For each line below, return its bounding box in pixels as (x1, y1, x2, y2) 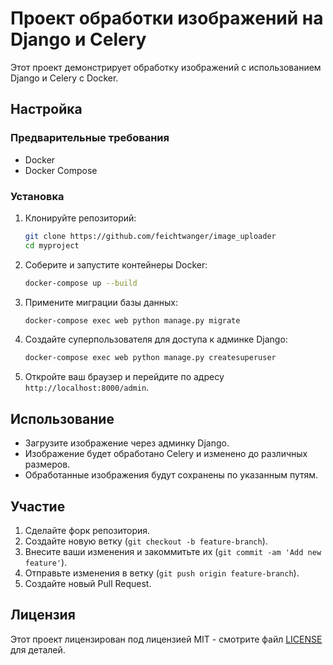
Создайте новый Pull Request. (24, 577, 152, 589)
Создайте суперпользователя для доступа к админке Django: (24, 333, 288, 346)
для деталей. (10, 643, 66, 656)
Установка (10, 189, 65, 203)
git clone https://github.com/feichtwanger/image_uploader (24, 231, 277, 241)
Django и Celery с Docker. (10, 72, 119, 84)
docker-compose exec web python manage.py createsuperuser (24, 353, 277, 363)
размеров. (24, 458, 71, 471)
